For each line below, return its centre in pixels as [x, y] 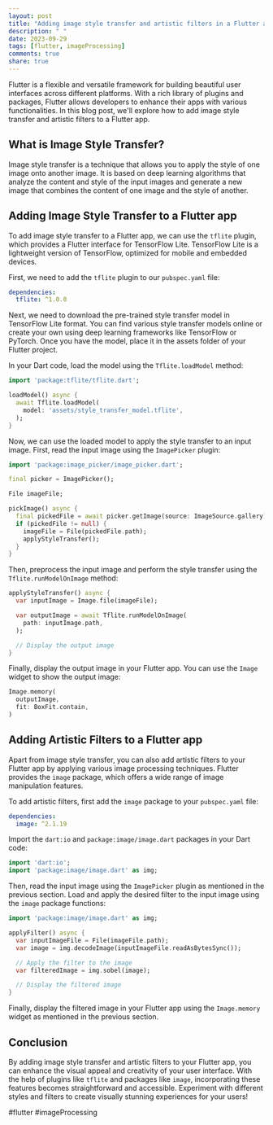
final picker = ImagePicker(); [61, 479]
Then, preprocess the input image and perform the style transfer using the [133, 570]
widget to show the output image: [65, 677]
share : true [28, 62]
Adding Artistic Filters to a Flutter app [106, 740]
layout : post [30, 16]
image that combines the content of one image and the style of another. [129, 190]
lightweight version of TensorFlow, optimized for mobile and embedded [128, 252]
